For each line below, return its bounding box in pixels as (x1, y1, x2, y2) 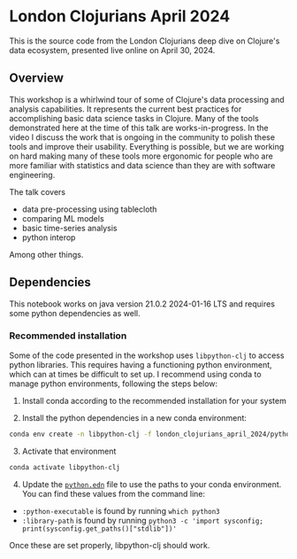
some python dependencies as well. (9, 307, 141, 318)
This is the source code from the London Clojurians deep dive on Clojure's (9, 35, 280, 46)
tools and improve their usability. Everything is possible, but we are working (9, 141, 285, 151)
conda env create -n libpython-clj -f (9, 430, 152, 439)
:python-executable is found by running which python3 (21, 505, 220, 516)
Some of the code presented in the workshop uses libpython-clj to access (9, 350, 285, 361)
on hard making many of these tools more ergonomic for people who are (9, 151, 274, 161)
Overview (9, 71, 65, 86)
